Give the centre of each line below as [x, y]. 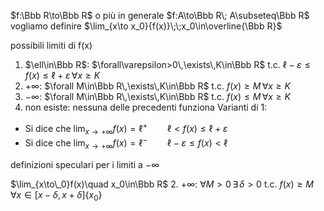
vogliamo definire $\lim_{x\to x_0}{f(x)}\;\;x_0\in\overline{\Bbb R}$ [146, 26]
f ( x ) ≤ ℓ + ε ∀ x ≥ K [62, 75]
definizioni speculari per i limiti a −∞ [85, 164]
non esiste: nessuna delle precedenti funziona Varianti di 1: [146, 107]
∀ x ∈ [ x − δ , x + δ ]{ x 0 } [56, 195]
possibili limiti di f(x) [51, 45]
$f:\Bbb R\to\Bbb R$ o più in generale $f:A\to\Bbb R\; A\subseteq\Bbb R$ [160, 15]
